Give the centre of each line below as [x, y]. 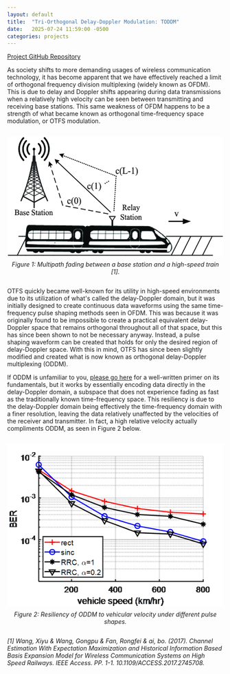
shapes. [115, 622]
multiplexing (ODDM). [38, 364]
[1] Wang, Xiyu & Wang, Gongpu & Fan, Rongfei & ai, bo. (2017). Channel [110, 641]
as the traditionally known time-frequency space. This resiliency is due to [111, 399]
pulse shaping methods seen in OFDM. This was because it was [128, 313]
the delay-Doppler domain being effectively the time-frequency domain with [115, 407]
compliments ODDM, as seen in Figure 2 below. [74, 429]
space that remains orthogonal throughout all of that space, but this [127, 328]
